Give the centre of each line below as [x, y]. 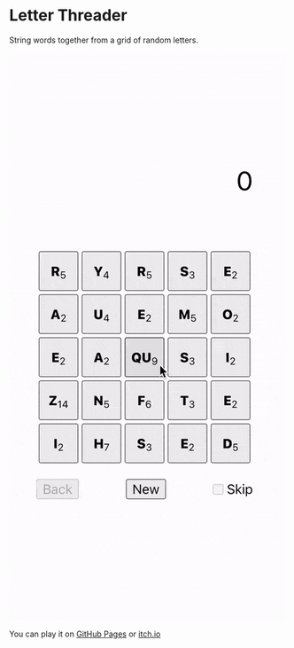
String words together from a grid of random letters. [104, 40]
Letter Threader [68, 16]
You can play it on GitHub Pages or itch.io [85, 634]
